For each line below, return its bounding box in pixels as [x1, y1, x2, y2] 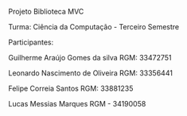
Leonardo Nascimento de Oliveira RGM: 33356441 [8, 68, 173, 78]
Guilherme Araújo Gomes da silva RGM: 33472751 [8, 53, 173, 62]
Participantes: [8, 37, 54, 47]
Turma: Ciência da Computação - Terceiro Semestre [8, 22, 180, 31]
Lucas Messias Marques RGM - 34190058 [8, 99, 146, 108]
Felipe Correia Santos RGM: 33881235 [8, 83, 134, 93]
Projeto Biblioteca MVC [8, 7, 84, 16]
